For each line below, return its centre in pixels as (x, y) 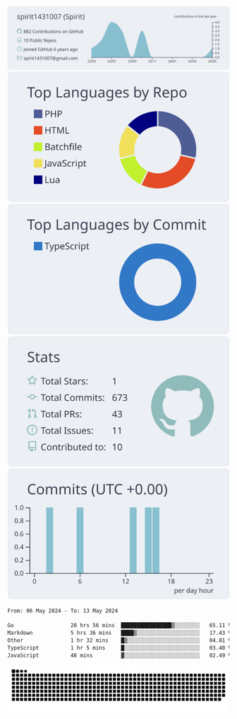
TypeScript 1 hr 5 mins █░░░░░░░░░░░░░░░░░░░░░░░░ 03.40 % (120, 648)
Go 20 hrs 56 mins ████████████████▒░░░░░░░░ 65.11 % (120, 626)
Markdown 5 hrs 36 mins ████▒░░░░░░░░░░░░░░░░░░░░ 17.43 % (120, 633)
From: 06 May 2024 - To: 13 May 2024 (63, 611)
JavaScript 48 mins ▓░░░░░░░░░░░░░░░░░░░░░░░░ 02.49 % (120, 655)
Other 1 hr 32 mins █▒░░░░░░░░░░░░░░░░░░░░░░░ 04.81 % (120, 641)
